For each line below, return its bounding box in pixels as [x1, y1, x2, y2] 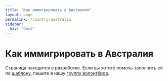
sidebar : [5, 21, 24, 27]
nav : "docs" [10, 26, 35, 31]
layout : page [5, 12, 33, 17]
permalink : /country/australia [5, 17, 71, 22]
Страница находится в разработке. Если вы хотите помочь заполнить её [5, 65, 163, 71]
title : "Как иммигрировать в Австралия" [5, 7, 92, 13]
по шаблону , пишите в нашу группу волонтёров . [5, 70, 110, 76]
